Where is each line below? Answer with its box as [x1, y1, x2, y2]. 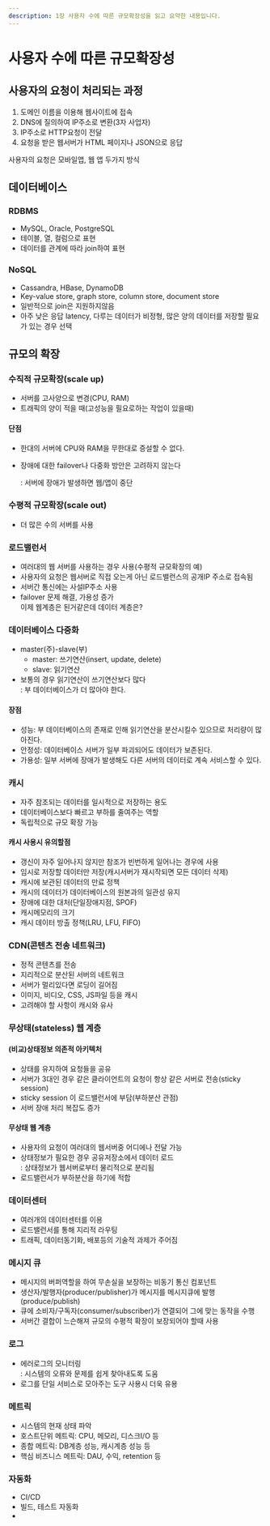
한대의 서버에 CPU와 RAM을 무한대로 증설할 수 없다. [19, 443, 185, 453]
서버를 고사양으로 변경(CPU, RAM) [19, 394, 130, 403]
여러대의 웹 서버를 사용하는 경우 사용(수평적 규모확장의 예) [19, 562, 203, 572]
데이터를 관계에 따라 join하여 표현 [19, 244, 125, 254]
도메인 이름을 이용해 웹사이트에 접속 [19, 107, 133, 117]
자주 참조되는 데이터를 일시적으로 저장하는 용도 [19, 797, 167, 807]
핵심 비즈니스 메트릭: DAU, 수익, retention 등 [19, 1451, 162, 1460]
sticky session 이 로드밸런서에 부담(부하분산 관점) [19, 1093, 179, 1102]
